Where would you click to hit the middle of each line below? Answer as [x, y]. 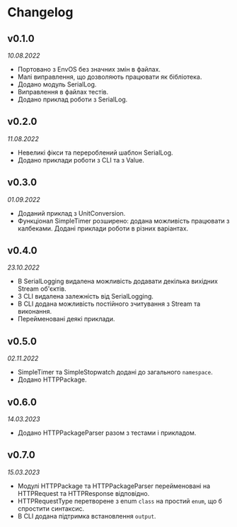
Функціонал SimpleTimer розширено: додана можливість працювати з [123, 221]
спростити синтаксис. [51, 509]
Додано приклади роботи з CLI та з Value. [81, 160]
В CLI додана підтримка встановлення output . [87, 516]
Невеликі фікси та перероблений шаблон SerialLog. [95, 152]
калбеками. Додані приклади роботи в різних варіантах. [103, 228]
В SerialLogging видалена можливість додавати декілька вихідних [117, 282]
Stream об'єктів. [42, 289]
